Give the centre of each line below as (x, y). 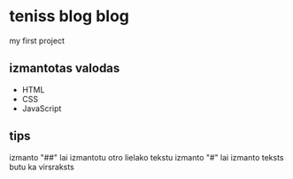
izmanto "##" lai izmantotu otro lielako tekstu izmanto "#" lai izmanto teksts (146, 157)
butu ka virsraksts (42, 167)
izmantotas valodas (65, 68)
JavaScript (42, 108)
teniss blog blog (69, 16)
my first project (37, 41)
